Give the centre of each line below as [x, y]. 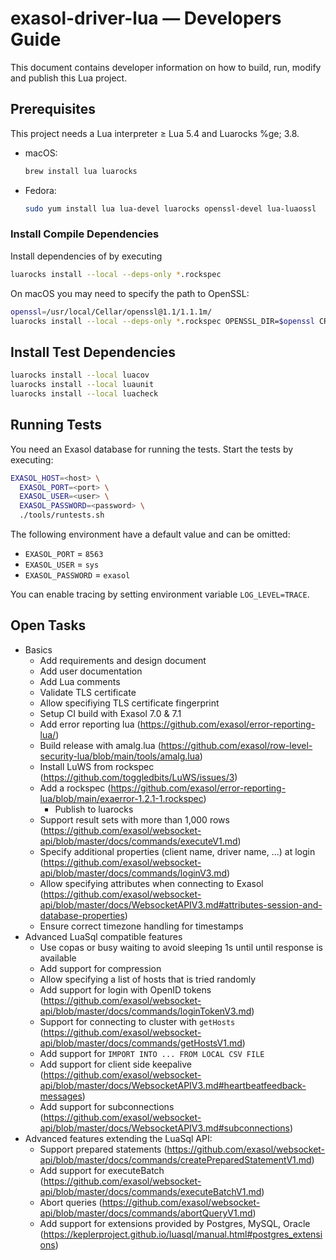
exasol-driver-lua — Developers [146, 18]
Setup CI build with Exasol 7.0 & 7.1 [110, 713]
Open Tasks [48, 625]
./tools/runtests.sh [62, 515]
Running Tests [56, 425]
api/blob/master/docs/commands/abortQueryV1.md [146, 1213]
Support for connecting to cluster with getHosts [137, 1021]
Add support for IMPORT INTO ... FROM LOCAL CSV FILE [152, 1053]
